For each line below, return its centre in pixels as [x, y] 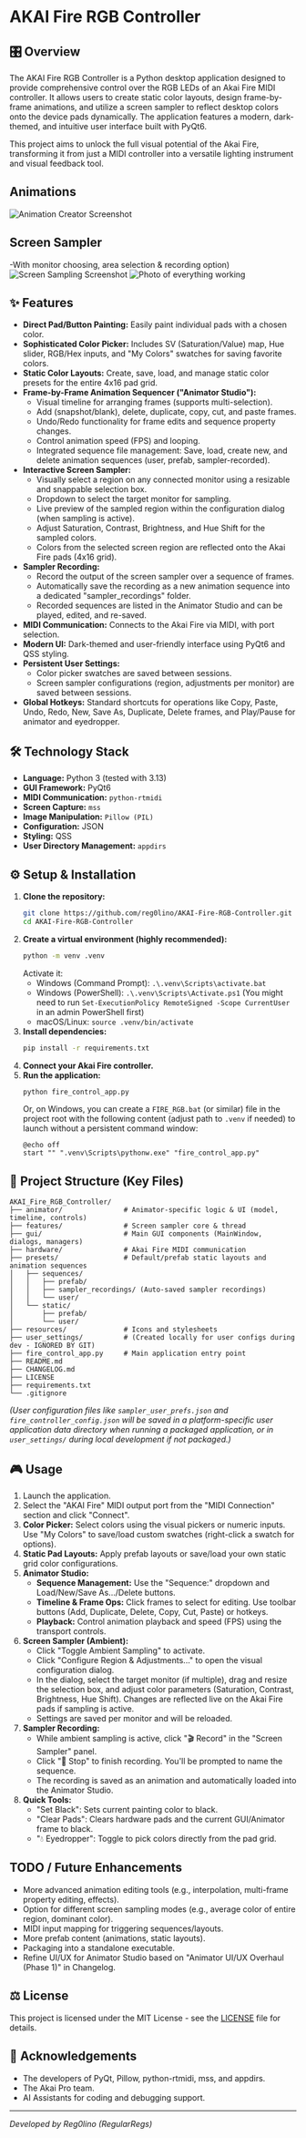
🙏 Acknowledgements [73, 2056]
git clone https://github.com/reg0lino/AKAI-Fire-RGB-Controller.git [158, 913]
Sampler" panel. [66, 1752]
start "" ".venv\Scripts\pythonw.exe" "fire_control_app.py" [141, 1153]
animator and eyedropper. [71, 722]
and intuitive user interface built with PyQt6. [125, 126]
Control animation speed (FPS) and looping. [118, 441]
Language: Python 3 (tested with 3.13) [94, 778]
